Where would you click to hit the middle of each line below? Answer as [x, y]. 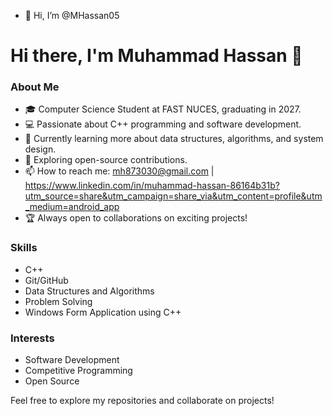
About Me [35, 87]
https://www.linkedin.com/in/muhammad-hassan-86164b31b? [152, 186]
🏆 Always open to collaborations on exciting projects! [136, 218]
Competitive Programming [78, 371]
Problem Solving [58, 301]
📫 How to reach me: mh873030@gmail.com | [119, 171]
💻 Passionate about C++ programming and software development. [163, 124]
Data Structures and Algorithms [89, 291]
